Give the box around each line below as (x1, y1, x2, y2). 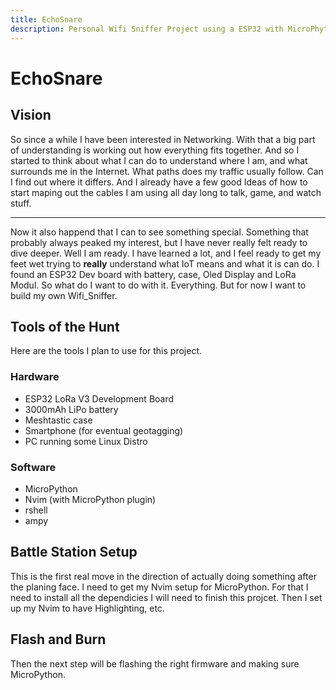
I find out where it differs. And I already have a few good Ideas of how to (10, 176, 308, 188)
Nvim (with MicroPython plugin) (24, 493, 157, 505)
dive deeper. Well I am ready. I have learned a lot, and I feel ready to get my (10, 247, 322, 259)
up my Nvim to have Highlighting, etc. (10, 602, 165, 614)
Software (10, 460, 57, 474)
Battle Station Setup (10, 544, 138, 561)
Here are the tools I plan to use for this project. (10, 345, 203, 357)
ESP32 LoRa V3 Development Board (24, 392, 175, 405)
